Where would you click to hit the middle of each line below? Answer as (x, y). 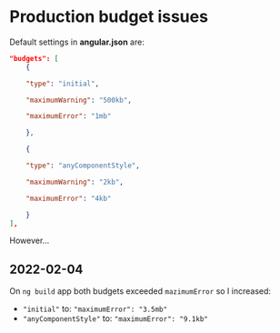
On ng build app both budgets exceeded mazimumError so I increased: (140, 291)
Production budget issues (109, 17)
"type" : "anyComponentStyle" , (83, 166)
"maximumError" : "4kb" (69, 198)
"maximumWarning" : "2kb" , (75, 182)
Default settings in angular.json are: (77, 42)
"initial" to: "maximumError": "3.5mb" (95, 309)
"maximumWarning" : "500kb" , (79, 100)
